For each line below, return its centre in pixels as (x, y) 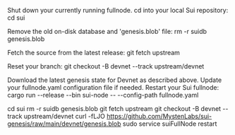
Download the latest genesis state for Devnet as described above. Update (115, 80)
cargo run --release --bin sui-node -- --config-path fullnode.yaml (103, 95)
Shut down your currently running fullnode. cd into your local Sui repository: (118, 10)
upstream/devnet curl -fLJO (65, 116)
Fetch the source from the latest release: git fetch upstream (94, 53)
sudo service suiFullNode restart (170, 124)
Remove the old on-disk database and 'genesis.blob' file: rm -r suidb (107, 31)
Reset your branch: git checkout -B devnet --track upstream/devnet (106, 66)
